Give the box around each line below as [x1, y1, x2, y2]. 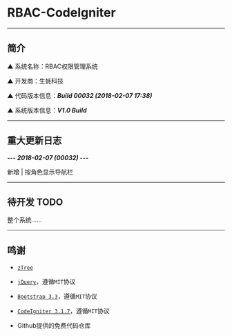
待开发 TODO [7, 196, 64, 208]
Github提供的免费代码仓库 [17, 322, 91, 330]
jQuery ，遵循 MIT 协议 [17, 277, 76, 286]
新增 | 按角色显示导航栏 [7, 168, 74, 176]
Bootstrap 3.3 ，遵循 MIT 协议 [17, 292, 98, 301]
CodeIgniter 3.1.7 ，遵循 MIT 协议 [17, 307, 110, 315]
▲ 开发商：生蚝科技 [7, 77, 64, 85]
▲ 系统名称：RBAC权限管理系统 [7, 62, 98, 70]
